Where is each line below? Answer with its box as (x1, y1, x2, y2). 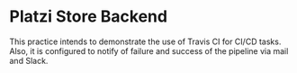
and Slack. (9, 55, 49, 66)
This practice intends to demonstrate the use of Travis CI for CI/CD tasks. (9, 36, 282, 47)
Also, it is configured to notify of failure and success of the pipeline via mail (9, 45, 289, 56)
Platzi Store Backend (9, 6, 168, 27)
